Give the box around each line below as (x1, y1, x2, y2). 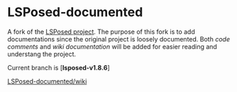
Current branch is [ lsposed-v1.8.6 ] (7, 63, 110, 72)
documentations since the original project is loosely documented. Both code (7, 34, 231, 43)
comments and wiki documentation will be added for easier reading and (7, 42, 218, 51)
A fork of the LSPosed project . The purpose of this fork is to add (7, 27, 195, 36)
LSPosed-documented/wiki (7, 77, 87, 85)
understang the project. (7, 50, 77, 58)
